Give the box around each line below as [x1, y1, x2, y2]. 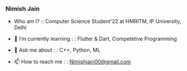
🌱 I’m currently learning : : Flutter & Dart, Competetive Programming [13, 35, 177, 42]
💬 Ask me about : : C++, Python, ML [13, 47, 101, 54]
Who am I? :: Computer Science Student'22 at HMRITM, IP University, [13, 18, 182, 25]
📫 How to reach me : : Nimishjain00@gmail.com [13, 58, 131, 65]
